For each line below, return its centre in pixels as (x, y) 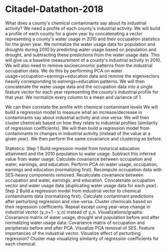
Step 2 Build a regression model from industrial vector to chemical (73, 191)
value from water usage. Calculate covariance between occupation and (79, 159)
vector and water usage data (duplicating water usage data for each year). (82, 185)
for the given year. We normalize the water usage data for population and (80, 44)
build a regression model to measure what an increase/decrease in (74, 112)
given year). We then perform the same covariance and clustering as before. (84, 139)
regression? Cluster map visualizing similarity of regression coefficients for (82, 239)
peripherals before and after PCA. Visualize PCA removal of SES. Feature (80, 228)
